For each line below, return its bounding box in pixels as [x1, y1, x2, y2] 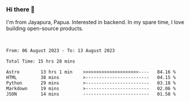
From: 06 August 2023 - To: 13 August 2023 [6, 48, 115, 54]
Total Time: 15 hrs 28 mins [6, 58, 76, 64]
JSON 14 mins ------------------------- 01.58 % [6, 91, 176, 97]
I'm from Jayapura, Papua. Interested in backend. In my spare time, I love [6, 19, 185, 26]
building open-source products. [6, 25, 84, 32]
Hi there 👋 [6, 5, 36, 14]
